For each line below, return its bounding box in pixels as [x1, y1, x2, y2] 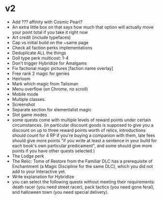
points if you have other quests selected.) [12, 148, 95, 153]
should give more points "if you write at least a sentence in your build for [12, 137, 157, 143]
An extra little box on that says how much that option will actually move [12, 24, 154, 30]
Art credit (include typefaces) [12, 34, 71, 40]
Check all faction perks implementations [12, 45, 93, 50]
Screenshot [12, 101, 35, 107]
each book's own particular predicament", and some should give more [12, 143, 152, 149]
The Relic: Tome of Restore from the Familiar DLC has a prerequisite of [12, 158, 153, 164]
